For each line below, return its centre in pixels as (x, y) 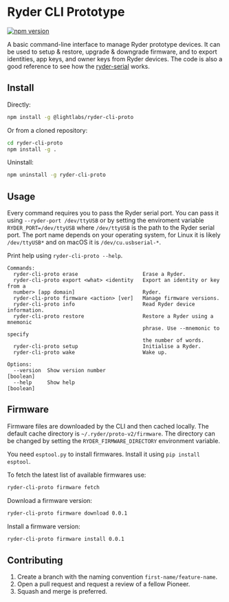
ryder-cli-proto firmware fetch (53, 487)
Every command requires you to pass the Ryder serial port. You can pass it (113, 213)
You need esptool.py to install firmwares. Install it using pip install (104, 454)
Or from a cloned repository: (47, 130)
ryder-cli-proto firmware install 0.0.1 (66, 539)
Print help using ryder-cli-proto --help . (65, 256)
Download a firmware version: (50, 500)
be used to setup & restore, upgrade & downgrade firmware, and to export (112, 52)
